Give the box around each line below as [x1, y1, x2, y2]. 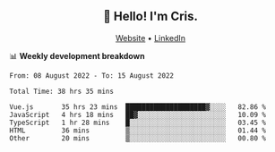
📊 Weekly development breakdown [9, 50, 145, 61]
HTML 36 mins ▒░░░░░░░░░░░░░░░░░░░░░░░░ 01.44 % [9, 126, 267, 135]
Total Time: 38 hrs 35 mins [9, 87, 115, 96]
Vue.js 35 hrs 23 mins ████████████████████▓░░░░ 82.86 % [9, 102, 267, 112]
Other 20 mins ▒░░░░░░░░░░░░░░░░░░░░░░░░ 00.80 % [9, 133, 267, 143]
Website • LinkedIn [115, 32, 186, 43]
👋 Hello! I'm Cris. [102, 9, 199, 24]
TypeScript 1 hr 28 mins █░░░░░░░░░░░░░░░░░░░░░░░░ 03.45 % [9, 118, 267, 127]
